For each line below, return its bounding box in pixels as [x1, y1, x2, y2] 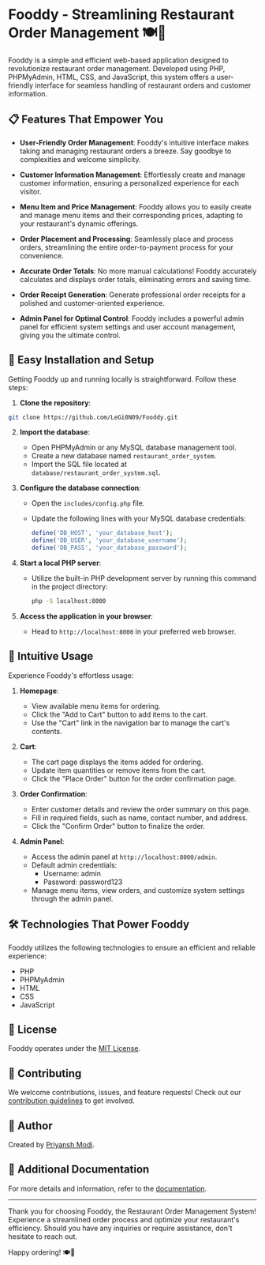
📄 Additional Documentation [8, 1163, 150, 1177]
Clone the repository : [19, 397, 91, 408]
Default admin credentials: [31, 860, 118, 870]
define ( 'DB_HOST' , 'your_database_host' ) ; [31, 529, 174, 537]
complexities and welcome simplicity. [19, 154, 141, 164]
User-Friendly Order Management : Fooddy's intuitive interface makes [19, 137, 249, 147]
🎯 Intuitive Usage [8, 649, 94, 663]
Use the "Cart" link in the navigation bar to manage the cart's [31, 717, 230, 728]
